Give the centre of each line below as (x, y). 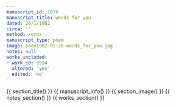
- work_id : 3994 (27, 63)
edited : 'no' (28, 74)
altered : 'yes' (31, 68)
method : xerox (24, 35)
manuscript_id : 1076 (33, 12)
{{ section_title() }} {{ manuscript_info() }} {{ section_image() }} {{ (88, 91)
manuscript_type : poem (35, 40)
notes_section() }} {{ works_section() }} (55, 98)
